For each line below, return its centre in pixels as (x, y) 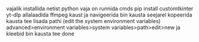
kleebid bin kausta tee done (40, 34)
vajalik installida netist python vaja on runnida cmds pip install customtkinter (100, 9)
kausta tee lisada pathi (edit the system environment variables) (83, 21)
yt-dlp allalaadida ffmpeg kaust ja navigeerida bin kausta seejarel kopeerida (99, 15)
